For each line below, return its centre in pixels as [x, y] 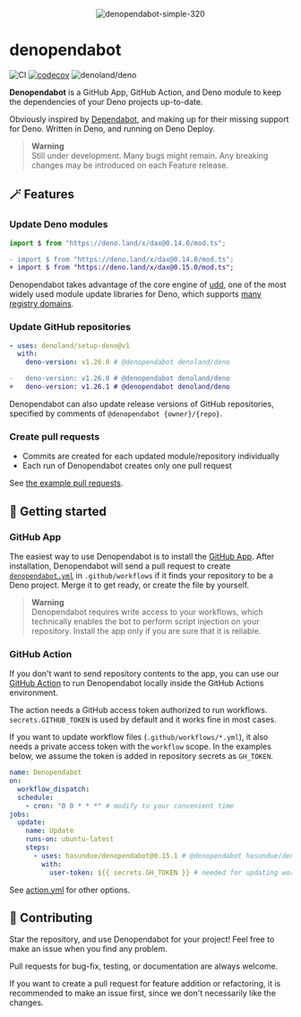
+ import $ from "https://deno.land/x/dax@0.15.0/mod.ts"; [122, 268]
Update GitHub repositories [70, 327]
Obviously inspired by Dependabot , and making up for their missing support [149, 119]
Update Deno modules [59, 224]
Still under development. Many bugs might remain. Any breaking [150, 155]
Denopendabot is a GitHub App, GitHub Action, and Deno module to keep [146, 92]
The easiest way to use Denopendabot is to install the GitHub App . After [142, 556]
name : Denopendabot [46, 773]
